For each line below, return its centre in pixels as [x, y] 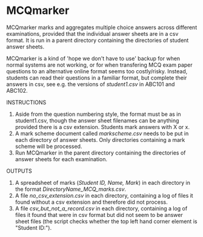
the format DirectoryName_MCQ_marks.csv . [70, 189]
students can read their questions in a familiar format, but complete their [97, 78]
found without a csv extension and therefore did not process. [91, 202]
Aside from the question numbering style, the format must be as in [98, 114]
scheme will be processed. [48, 146]
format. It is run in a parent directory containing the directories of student [98, 40]
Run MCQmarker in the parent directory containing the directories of [100, 153]
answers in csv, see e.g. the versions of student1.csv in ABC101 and [91, 84]
